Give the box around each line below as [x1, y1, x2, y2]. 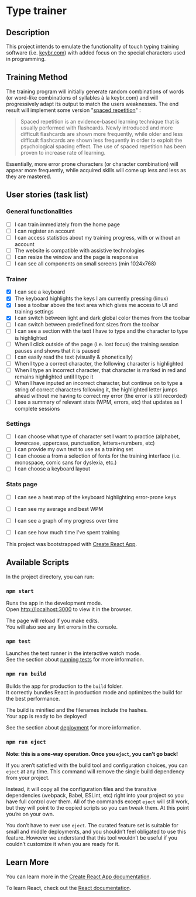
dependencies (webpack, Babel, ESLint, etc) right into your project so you [6, 792, 184, 799]
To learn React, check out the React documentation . [6, 884, 132, 891]
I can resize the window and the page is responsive [14, 253, 139, 260]
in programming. [6, 56, 46, 62]
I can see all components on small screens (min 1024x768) [14, 260, 156, 267]
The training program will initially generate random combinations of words [6, 88, 184, 95]
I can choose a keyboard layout [14, 465, 91, 472]
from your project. [6, 775, 50, 782]
